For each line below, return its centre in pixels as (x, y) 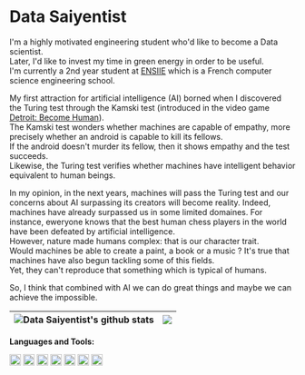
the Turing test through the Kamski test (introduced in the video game (140, 107)
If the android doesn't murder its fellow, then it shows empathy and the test (150, 146)
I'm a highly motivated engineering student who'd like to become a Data (144, 42)
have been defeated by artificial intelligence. (92, 231)
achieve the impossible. (54, 297)
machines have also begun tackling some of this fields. (112, 260)
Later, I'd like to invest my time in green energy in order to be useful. (137, 61)
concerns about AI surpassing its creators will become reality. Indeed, (140, 202)
